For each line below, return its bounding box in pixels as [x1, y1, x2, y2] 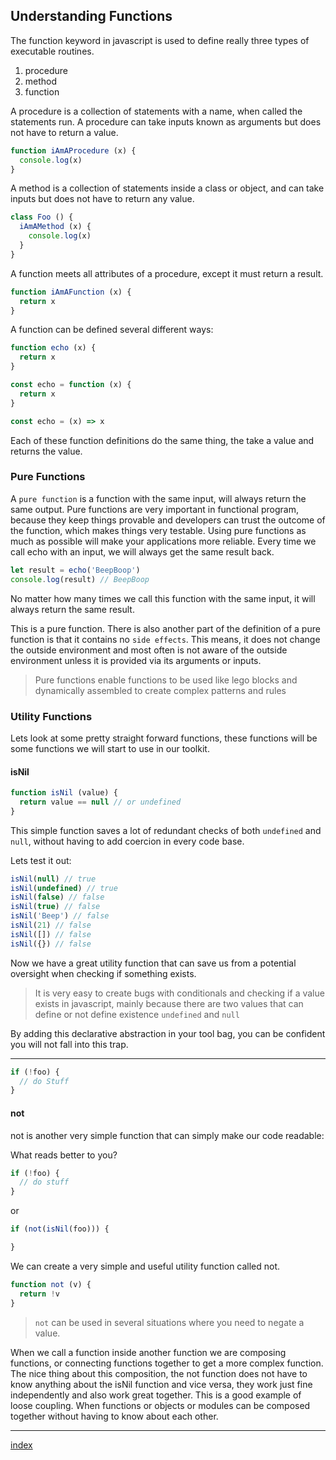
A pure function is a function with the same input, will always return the [10, 492, 307, 504]
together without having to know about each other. [10, 1410, 219, 1422]
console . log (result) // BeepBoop [10, 574, 150, 584]
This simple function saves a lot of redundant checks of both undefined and [10, 824, 322, 836]
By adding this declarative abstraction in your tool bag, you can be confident [10, 1027, 326, 1039]
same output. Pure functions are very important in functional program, [10, 503, 299, 515]
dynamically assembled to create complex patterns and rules [34, 684, 287, 696]
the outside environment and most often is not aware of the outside [10, 644, 288, 656]
